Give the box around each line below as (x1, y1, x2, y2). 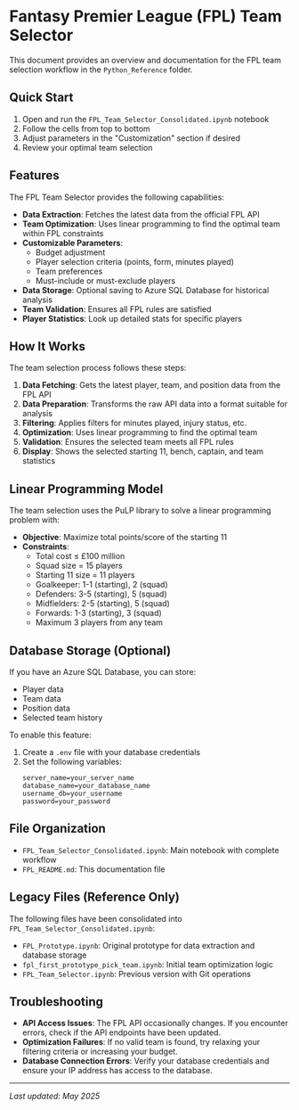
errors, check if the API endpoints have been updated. (21, 1027, 221, 1038)
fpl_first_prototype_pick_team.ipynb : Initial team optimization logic (21, 958, 274, 969)
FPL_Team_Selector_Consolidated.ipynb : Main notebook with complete (21, 844, 279, 855)
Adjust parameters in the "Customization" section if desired (21, 132, 241, 144)
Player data (21, 684, 64, 695)
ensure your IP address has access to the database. (21, 1065, 214, 1076)
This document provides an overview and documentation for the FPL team (9, 54, 282, 65)
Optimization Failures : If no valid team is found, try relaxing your (21, 1037, 261, 1048)
